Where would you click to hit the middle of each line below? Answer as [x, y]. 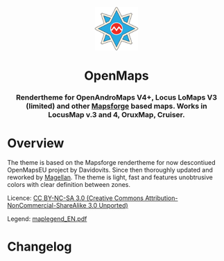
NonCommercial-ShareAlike [47, 206]
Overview [36, 144]
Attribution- [162, 198]
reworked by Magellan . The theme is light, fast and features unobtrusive [110, 177]
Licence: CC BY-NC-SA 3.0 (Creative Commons [76, 198]
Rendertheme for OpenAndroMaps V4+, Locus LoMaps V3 [117, 98]
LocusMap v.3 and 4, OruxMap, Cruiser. [117, 115]
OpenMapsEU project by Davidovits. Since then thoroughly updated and [110, 170]
